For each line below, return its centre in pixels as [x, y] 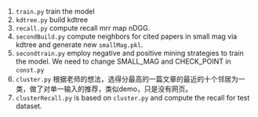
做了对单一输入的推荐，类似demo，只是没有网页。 [111, 89]
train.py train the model [55, 11]
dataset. [29, 106]
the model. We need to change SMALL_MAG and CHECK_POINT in [123, 61]
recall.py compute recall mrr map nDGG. [83, 28]
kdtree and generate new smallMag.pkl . [79, 45]
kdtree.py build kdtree [52, 20]
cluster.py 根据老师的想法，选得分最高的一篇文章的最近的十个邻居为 [127, 79]
